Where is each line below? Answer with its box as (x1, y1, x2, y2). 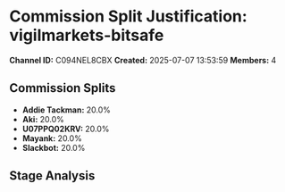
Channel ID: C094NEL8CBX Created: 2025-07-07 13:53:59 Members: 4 (9, 54, 277, 65)
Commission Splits (9, 80, 116, 96)
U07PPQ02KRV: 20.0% (21, 123, 110, 134)
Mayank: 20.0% (21, 132, 82, 144)
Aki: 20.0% (21, 113, 65, 124)
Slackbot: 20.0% (21, 142, 86, 153)
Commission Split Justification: (9, 6, 247, 27)
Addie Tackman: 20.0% (21, 104, 112, 115)
